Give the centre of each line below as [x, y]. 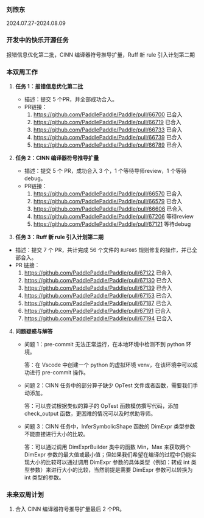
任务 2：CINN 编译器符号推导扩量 [57, 158]
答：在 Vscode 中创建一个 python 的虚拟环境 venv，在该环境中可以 [108, 365]
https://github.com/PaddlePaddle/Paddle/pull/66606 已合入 [108, 209]
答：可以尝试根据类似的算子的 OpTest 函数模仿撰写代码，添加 [101, 405]
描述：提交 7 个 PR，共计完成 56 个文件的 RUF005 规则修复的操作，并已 [104, 250]
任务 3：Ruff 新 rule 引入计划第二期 [59, 237]
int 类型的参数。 [44, 477]
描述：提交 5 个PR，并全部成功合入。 [71, 99]
